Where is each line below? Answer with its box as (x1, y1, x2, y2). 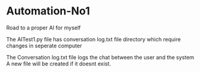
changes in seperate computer (6, 42, 82, 49)
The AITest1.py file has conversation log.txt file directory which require (6, 35, 181, 43)
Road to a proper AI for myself (6, 24, 81, 31)
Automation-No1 (6, 4, 90, 18)
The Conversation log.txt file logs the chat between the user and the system (6, 53, 195, 61)
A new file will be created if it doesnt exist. (6, 60, 111, 67)
